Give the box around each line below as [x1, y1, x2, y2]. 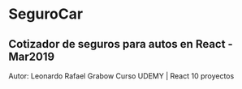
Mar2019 [8, 49, 55, 63]
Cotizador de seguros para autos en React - [8, 37, 233, 51]
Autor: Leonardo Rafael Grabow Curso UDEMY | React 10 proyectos [8, 71, 235, 81]
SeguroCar [8, 5, 84, 23]
